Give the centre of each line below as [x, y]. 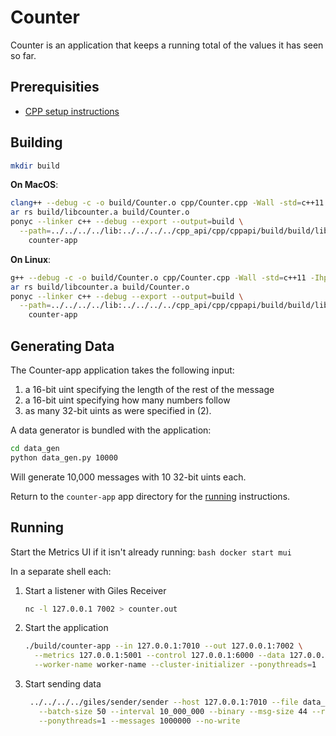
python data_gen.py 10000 [64, 457]
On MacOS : [34, 185]
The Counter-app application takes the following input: [122, 370]
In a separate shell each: [61, 571]
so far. [23, 55]
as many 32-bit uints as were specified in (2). [118, 410]
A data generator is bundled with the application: [111, 430]
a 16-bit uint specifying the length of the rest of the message [149, 389]
